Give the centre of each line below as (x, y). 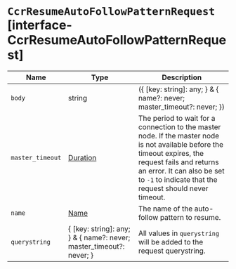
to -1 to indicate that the (178, 179)
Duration (82, 157)
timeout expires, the (171, 153)
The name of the (165, 209)
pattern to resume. (190, 217)
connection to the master (179, 126)
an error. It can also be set (181, 171)
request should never (173, 188)
